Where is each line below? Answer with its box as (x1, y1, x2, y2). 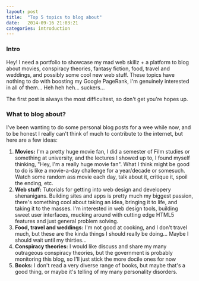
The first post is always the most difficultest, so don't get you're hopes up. (6, 95, 188, 102)
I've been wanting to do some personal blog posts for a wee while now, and (6, 123, 191, 131)
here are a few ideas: (6, 136, 58, 143)
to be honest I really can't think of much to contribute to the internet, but (6, 130, 183, 137)
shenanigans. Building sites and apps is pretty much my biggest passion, (14, 192, 194, 199)
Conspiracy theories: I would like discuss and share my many (14, 242, 167, 250)
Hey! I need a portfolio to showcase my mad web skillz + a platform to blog (6, 58, 189, 65)
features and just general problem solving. (14, 217, 119, 224)
